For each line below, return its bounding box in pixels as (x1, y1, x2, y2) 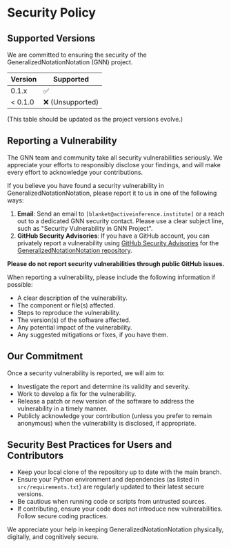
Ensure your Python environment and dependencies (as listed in (17, 475, 200, 484)
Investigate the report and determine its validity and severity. (17, 382, 190, 390)
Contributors (7, 450, 64, 462)
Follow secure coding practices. (17, 512, 108, 520)
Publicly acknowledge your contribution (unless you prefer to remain (17, 411, 212, 419)
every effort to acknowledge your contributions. (7, 168, 143, 176)
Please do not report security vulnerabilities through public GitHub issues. (7, 259, 225, 267)
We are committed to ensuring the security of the (7, 50, 147, 59)
